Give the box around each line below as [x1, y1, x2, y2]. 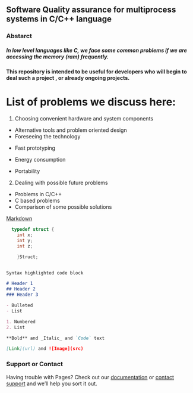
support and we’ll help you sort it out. [6, 380, 97, 387]
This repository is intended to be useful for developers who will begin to [6, 68, 187, 75]
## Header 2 [6, 286, 36, 292]
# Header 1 [6, 280, 33, 287]
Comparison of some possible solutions [14, 203, 112, 211]
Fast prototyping [14, 144, 55, 151]
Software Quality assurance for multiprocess [6, 5, 176, 15]
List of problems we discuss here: [6, 95, 176, 109]
